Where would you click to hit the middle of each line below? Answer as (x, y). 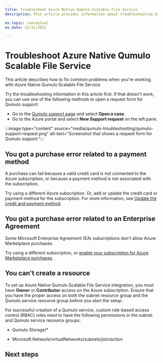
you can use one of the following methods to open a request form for (74, 99)
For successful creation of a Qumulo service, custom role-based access (77, 310)
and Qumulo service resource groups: (43, 320)
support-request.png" (27, 134)
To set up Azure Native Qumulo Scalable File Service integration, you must (79, 285)
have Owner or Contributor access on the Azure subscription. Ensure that (79, 290)
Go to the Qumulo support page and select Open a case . (69, 114)
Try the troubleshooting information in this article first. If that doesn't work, (80, 94)
